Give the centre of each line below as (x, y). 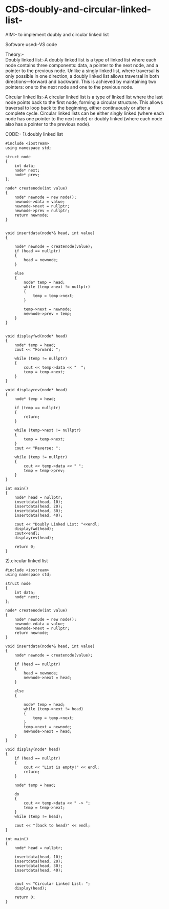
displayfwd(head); (34, 529)
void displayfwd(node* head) (36, 336)
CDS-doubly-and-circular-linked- (78, 9)
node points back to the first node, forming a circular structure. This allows (84, 102)
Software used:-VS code (31, 44)
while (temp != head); (39, 816)
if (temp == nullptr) (37, 408)
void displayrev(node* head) (36, 390)
